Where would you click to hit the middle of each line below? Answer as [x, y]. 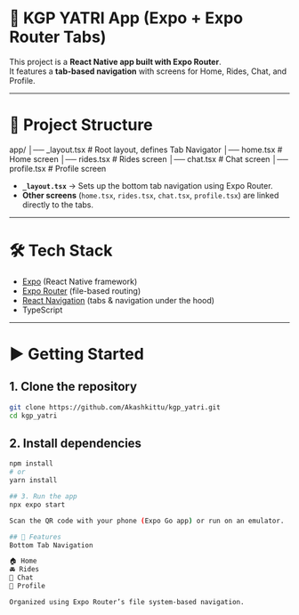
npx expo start [37, 505]
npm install [31, 464]
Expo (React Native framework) [80, 281]
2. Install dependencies [76, 443]
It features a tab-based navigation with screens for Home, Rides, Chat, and [148, 71]
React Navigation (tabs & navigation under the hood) [118, 300]
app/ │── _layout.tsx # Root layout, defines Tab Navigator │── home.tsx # [146, 150]
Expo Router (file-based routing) [81, 291]
